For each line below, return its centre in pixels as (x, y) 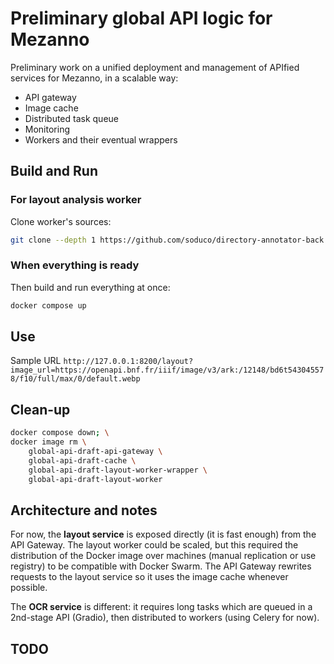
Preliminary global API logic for (141, 18)
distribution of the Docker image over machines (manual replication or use (163, 556)
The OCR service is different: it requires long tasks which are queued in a (161, 607)
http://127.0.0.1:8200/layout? (128, 362)
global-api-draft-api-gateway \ (95, 452)
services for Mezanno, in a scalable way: (94, 78)
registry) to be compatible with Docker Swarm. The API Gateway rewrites (161, 566)
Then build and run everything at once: (90, 287)
